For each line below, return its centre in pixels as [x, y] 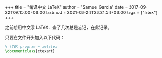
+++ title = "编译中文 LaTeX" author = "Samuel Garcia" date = [66, 7]
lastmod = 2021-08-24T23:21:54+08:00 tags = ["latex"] [102, 12]
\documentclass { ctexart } [30, 51]
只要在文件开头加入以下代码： [35, 38]
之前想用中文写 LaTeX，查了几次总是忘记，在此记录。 [59, 27]
